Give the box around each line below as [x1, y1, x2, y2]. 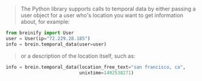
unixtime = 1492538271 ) [79, 69, 134, 76]
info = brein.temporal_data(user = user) [5, 41, 107, 48]
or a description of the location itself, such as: [20, 52, 136, 60]
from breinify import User [5, 30, 74, 36]
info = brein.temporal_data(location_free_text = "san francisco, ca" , [5, 64, 186, 70]
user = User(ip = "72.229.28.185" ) [5, 35, 91, 41]
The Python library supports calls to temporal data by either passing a [20, 5, 196, 12]
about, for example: [20, 18, 70, 25]
